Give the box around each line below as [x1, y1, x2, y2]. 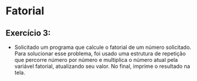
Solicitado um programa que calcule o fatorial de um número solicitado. [14, 43, 192, 51]
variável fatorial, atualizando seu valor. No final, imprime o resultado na [14, 63, 190, 70]
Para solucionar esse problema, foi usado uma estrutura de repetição [14, 50, 186, 57]
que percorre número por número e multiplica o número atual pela [14, 57, 178, 63]
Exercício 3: [5, 28, 51, 38]
